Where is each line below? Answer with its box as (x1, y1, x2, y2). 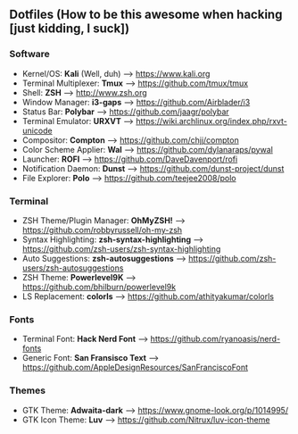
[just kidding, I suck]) (9, 21, 130, 37)
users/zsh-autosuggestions (21, 263, 124, 273)
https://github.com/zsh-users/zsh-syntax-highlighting (21, 243, 221, 254)
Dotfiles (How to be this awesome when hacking (9, 7, 283, 22)
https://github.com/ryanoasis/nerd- (150, 334, 281, 345)
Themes (9, 384, 46, 396)
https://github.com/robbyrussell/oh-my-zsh (21, 224, 183, 235)
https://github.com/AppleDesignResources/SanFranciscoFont (21, 362, 248, 373)
